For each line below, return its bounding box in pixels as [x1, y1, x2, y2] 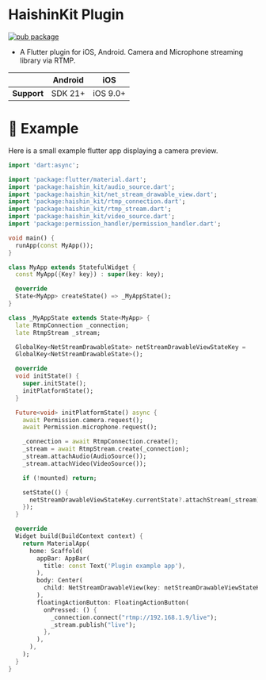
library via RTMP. [19, 56, 76, 65]
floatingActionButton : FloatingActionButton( [36, 598, 190, 606]
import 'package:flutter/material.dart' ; [8, 175, 147, 183]
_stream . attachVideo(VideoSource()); [22, 459, 147, 467]
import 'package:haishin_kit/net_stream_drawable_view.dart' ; [8, 190, 218, 198]
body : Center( [36, 577, 83, 585]
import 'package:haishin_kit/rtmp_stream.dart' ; [8, 205, 172, 213]
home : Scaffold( [28, 547, 83, 555]
